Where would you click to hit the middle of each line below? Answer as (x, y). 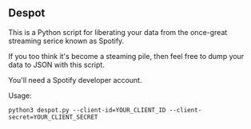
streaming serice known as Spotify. (66, 41)
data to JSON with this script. (57, 64)
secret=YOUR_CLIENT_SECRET (53, 117)
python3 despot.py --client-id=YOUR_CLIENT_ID (87, 110)
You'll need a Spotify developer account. (75, 80)
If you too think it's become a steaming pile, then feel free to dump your (126, 56)
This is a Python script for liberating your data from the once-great (118, 32)
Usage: (20, 96)
